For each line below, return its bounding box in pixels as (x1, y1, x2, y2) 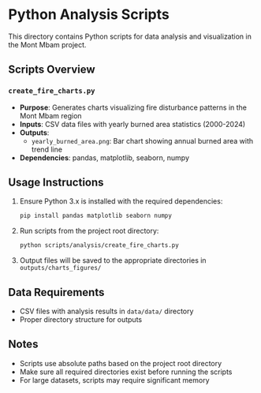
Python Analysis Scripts (8, 6, 170, 24)
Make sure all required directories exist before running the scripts (19, 367, 233, 376)
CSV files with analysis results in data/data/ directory (19, 306, 194, 316)
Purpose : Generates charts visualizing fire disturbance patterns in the (19, 103, 247, 112)
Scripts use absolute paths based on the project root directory (19, 358, 222, 368)
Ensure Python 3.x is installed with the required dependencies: (19, 196, 223, 206)
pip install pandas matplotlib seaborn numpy (19, 211, 172, 220)
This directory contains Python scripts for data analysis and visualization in (8, 32, 252, 41)
